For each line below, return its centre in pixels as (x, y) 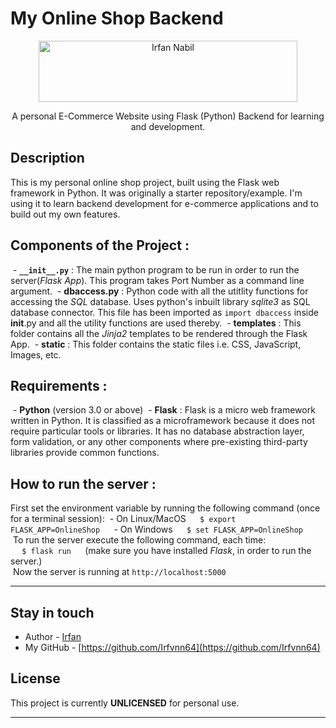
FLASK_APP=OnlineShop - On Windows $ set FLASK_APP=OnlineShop (157, 529)
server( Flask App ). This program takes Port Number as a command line (157, 280)
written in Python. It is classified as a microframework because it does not (162, 421)
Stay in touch (52, 612)
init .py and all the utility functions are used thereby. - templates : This (156, 323)
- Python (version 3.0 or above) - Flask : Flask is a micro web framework (164, 410)
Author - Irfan (53, 636)
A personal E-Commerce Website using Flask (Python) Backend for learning (168, 116)
